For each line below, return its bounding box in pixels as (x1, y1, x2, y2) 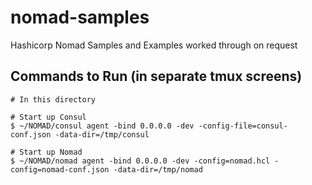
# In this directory (10, 94, 97, 105)
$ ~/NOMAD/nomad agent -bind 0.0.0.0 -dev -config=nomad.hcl (10, 156, 271, 166)
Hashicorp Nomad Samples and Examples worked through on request (10, 39, 298, 51)
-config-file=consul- (198, 121, 288, 131)
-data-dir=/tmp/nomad (113, 164, 203, 175)
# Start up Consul (10, 112, 87, 122)
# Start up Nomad (10, 147, 83, 157)
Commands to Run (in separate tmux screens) (10, 68, 303, 85)
